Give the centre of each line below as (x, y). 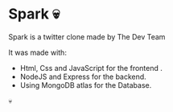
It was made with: (37, 52)
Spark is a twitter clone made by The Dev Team (87, 36)
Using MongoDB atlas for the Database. (86, 85)
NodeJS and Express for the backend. (83, 77)
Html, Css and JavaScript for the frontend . (91, 68)
